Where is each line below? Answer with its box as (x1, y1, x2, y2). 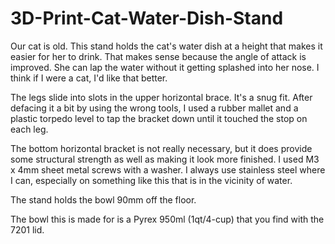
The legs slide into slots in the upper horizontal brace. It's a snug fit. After (10, 91, 313, 103)
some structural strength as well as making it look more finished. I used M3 (10, 153, 320, 165)
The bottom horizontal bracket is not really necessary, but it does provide (10, 142, 313, 154)
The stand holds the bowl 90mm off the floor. (10, 193, 197, 206)
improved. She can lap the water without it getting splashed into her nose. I (10, 61, 320, 73)
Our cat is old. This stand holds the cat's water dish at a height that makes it (10, 40, 323, 52)
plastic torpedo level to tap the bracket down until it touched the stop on (10, 112, 308, 124)
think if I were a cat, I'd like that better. (10, 72, 168, 84)
